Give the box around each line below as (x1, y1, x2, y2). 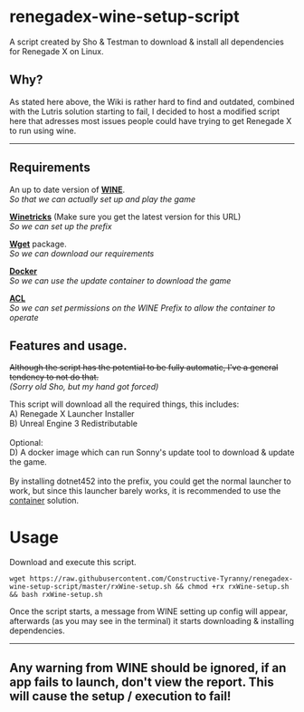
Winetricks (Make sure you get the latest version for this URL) (9, 211, 242, 222)
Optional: (9, 438, 43, 448)
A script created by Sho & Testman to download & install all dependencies (9, 36, 285, 47)
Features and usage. (9, 338, 128, 353)
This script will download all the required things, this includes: (9, 399, 240, 409)
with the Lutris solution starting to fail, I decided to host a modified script (9, 106, 280, 117)
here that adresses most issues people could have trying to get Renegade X (9, 115, 292, 126)
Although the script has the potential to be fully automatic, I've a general (9, 362, 279, 373)
